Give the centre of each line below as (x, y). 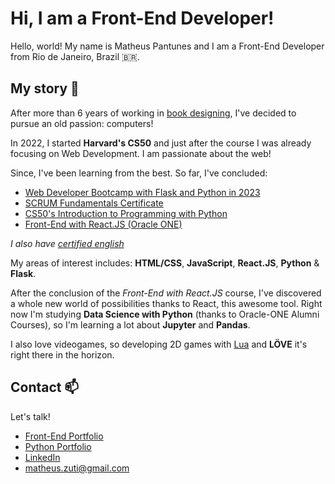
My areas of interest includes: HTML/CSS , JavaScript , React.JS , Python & (165, 263)
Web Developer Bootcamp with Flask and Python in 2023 (142, 192)
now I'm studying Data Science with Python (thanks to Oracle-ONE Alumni (165, 314)
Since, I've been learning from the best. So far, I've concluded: (139, 173)
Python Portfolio (58, 446)
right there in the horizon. (62, 354)
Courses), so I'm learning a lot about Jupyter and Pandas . (130, 324)
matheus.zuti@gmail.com (77, 468)
